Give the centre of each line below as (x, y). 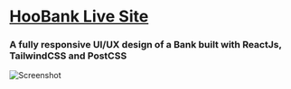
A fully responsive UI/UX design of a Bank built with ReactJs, (145, 45)
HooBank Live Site (79, 17)
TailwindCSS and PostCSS (68, 56)
